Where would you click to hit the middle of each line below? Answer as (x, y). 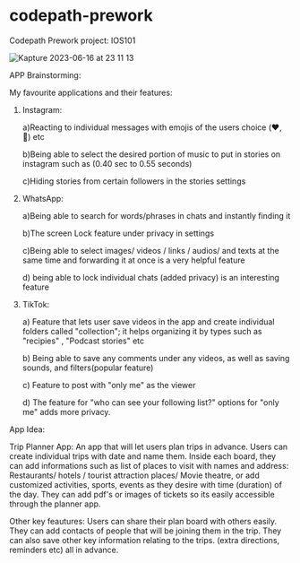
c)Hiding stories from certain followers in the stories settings (134, 181)
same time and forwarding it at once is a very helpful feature (133, 260)
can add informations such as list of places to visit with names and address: (149, 465)
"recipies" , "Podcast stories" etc (83, 341)
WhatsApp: (43, 198)
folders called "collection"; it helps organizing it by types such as (142, 331)
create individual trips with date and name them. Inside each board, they (142, 456)
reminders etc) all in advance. (64, 550)
